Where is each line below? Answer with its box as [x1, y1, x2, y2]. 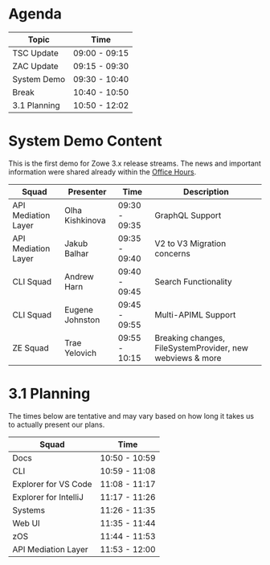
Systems [12, 504, 46, 515]
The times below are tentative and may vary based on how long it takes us [8, 411, 255, 420]
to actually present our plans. [8, 420, 105, 429]
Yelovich [63, 347, 97, 358]
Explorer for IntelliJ [12, 491, 84, 502]
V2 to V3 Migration [154, 238, 227, 249]
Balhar [63, 248, 89, 259]
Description [183, 186, 229, 197]
